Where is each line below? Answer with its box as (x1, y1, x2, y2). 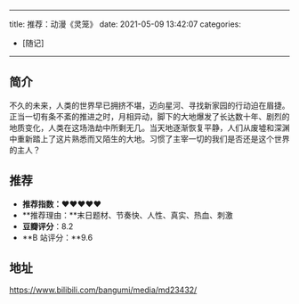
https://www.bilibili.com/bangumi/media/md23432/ (9, 284, 198, 295)
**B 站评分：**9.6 (21, 232, 93, 242)
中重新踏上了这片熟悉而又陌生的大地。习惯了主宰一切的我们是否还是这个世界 (9, 133, 290, 144)
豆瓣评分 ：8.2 (21, 220, 74, 232)
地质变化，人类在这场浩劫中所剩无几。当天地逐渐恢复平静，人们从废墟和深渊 (9, 122, 290, 133)
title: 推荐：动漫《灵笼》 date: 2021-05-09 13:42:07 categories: (9, 19, 242, 29)
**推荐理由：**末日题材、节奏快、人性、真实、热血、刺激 (21, 210, 233, 220)
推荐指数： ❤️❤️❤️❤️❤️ (21, 198, 102, 210)
